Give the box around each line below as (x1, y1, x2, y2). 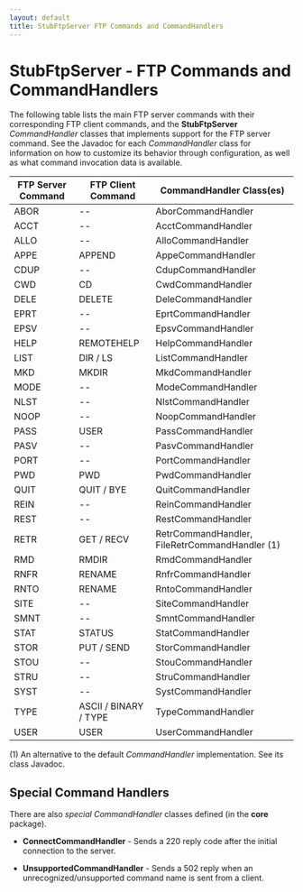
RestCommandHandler (155, 513, 252, 526)
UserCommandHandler (155, 726, 253, 739)
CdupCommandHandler (155, 263, 256, 276)
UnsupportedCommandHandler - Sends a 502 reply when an (22, 863, 254, 874)
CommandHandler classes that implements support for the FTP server (9, 128, 271, 140)
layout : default (9, 13, 70, 23)
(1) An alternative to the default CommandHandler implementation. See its (9, 749, 284, 760)
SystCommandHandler (155, 685, 252, 698)
